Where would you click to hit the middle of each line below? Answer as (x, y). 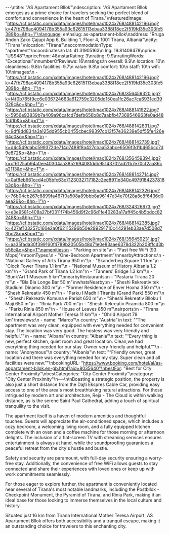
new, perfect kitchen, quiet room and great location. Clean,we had (74, 341)
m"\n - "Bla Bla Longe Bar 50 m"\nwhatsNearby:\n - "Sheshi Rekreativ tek (82, 282)
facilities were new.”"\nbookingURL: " (44, 363)
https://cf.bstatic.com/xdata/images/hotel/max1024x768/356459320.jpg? (84, 94)
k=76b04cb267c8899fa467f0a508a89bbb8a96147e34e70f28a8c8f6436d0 (84, 196)
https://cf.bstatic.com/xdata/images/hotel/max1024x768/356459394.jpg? (84, 158)
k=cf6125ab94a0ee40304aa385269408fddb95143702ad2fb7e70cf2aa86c (84, 164)
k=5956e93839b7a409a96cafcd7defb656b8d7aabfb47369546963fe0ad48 (84, 115)
